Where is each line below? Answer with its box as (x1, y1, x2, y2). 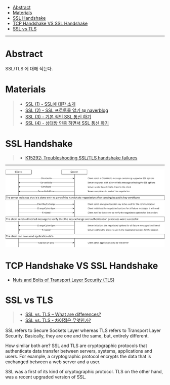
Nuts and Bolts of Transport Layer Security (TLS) (12, 277, 115, 283)
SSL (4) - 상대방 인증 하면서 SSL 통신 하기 (25, 120, 109, 126)
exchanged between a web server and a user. (5, 359, 101, 365)
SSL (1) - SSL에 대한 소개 (25, 101, 76, 107)
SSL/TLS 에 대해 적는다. (5, 65, 53, 71)
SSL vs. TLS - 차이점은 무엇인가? (25, 317, 92, 323)
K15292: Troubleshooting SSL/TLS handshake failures (25, 154, 138, 161)
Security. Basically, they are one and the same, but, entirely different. (5, 333, 149, 339)
